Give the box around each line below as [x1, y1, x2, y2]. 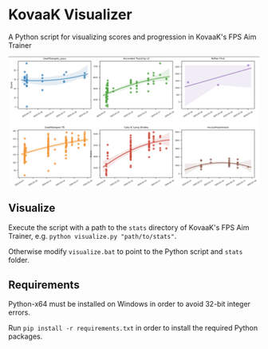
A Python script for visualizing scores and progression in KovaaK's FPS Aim [8, 32, 257, 42]
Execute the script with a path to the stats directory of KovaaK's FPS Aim [8, 222, 250, 232]
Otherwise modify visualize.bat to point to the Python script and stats [8, 246, 243, 256]
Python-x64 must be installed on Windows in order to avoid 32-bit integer [8, 299, 251, 309]
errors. [8, 307, 30, 317]
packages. [8, 331, 43, 341]
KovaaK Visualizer [8, 6, 133, 24]
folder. [8, 255, 30, 264]
